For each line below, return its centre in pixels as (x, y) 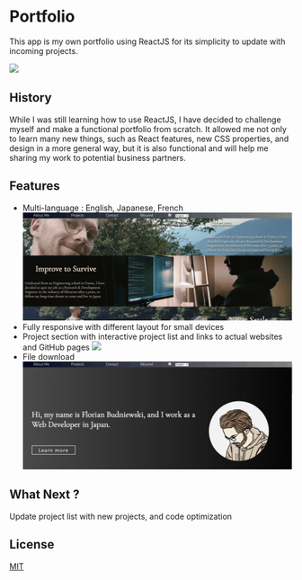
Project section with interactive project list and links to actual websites (152, 336)
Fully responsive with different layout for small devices (123, 326)
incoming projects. (44, 50)
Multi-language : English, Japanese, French (103, 208)
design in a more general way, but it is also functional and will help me (139, 148)
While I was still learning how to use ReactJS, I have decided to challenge (145, 120)
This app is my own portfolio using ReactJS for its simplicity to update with (147, 41)
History (31, 98)
